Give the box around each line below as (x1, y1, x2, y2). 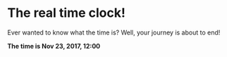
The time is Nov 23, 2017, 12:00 (7, 42, 101, 50)
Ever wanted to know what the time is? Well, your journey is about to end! (7, 28, 221, 37)
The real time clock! (7, 5, 125, 21)
